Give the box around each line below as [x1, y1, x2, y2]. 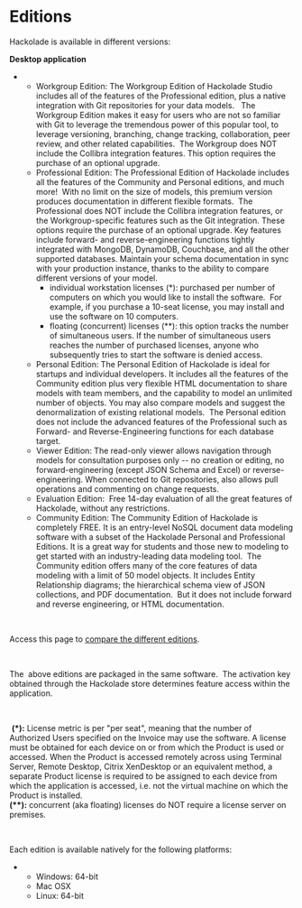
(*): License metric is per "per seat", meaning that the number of [11, 722, 252, 733]
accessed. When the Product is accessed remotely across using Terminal [9, 751, 282, 762]
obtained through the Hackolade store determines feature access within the [9, 678, 290, 689]
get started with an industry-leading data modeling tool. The [35, 551, 261, 561]
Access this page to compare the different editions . [9, 634, 200, 644]
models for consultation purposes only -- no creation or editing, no [35, 454, 285, 466]
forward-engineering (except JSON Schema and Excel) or [35, 464, 251, 475]
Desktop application [9, 53, 87, 64]
